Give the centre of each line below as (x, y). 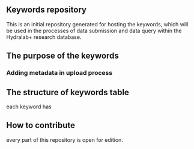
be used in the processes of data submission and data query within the (94, 31)
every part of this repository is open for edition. (65, 139)
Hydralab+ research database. (44, 37)
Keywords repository (47, 10)
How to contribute (41, 125)
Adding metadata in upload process (59, 73)
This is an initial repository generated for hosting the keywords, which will (97, 24)
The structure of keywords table (68, 92)
